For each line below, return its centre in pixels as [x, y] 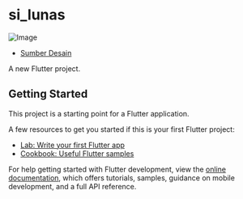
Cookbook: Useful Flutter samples [77, 153]
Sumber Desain [46, 53]
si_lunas [37, 15]
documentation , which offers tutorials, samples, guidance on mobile [122, 178]
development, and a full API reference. [72, 186]
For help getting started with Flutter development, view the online [117, 169]
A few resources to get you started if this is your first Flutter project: [122, 129]
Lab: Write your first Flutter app [72, 145]
